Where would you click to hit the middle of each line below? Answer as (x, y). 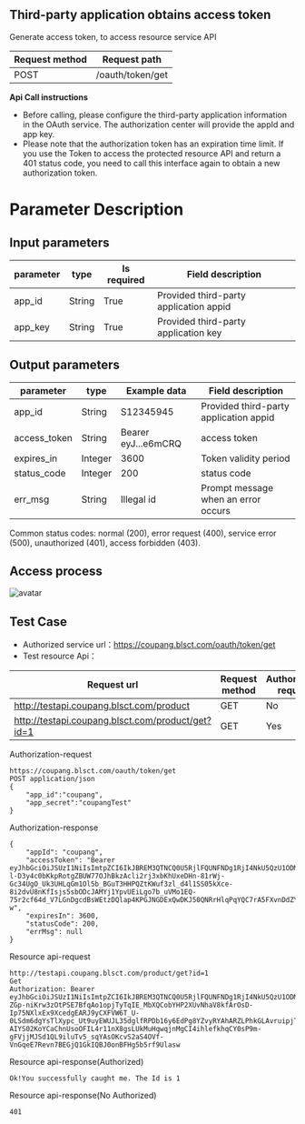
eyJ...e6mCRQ (151, 443)
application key (190, 333)
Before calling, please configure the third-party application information (155, 115)
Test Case (39, 622)
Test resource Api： (59, 656)
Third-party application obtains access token (140, 15)
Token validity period (246, 458)
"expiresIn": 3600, (63, 916)
